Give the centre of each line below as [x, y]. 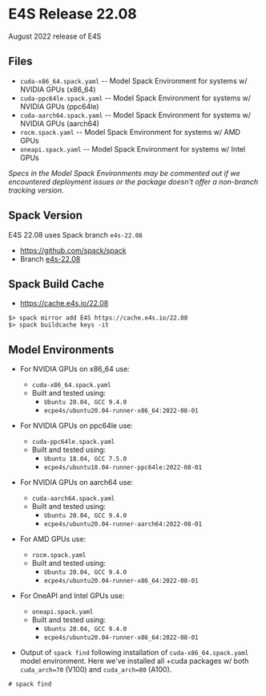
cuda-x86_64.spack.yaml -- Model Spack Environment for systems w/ [133, 80]
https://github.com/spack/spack [73, 250]
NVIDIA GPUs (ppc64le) [59, 106]
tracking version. [36, 190]
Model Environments [61, 350]
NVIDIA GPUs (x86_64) [58, 89]
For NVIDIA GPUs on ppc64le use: [77, 425]
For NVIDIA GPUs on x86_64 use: [75, 369]
